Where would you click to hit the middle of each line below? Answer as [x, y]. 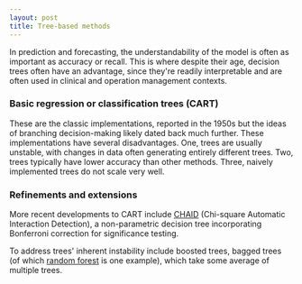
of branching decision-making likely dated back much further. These [137, 133]
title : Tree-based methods [60, 26]
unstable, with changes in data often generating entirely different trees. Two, [151, 152]
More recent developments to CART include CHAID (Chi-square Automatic [147, 215]
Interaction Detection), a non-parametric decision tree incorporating [136, 224]
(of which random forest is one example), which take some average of [140, 261]
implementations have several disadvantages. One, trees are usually [136, 142]
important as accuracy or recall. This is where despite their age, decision [145, 61]
